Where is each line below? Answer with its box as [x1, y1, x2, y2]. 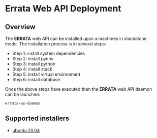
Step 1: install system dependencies [12, 50, 85, 56]
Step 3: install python [12, 61, 56, 67]
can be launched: [5, 92, 40, 97]
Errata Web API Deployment [5, 3, 122, 14]
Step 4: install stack [12, 66, 53, 72]
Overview [5, 23, 36, 31]
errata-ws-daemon [5, 101, 41, 106]
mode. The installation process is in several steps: [5, 41, 107, 47]
